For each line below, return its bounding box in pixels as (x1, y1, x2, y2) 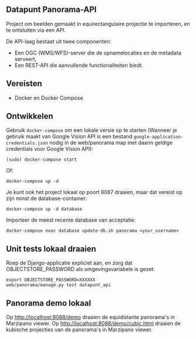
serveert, (14, 55, 37, 62)
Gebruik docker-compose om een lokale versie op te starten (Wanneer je (6, 127, 177, 134)
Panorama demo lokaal (6, 298, 91, 308)
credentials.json (6, 140, 49, 146)
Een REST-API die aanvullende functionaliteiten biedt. (14, 62, 143, 69)
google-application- (133, 134, 184, 140)
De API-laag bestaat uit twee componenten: (6, 38, 112, 45)
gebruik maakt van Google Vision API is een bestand (6, 133, 133, 140)
